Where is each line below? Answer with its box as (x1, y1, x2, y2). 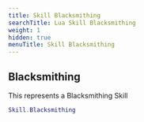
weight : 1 (8, 26, 41, 34)
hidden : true (8, 33, 51, 42)
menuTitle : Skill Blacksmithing (8, 41, 115, 49)
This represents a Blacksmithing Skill (8, 91, 128, 100)
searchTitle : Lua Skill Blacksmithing (8, 19, 136, 27)
